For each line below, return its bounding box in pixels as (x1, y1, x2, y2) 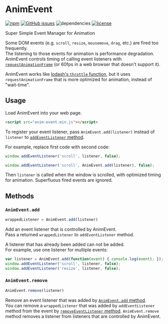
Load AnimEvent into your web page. (5, 110, 82, 116)
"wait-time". (5, 82, 30, 88)
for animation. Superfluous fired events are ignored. (5, 177, 113, 183)
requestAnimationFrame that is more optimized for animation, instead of (5, 76, 152, 82)
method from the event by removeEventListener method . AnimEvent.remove (5, 308, 159, 314)
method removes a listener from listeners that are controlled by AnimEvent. (5, 313, 161, 319)
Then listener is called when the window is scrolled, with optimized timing (5, 172, 161, 178)
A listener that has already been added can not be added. (5, 241, 125, 247)
